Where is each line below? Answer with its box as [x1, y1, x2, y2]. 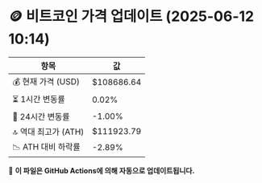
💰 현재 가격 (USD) [12, 75, 81, 87]
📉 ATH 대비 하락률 [12, 141, 81, 152]
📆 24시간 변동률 [12, 111, 70, 122]
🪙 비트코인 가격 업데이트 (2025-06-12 [8, 7, 255, 26]
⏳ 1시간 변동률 [12, 93, 66, 104]
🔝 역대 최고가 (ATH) [12, 126, 85, 137]
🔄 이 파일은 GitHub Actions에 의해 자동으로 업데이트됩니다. [8, 165, 195, 175]
